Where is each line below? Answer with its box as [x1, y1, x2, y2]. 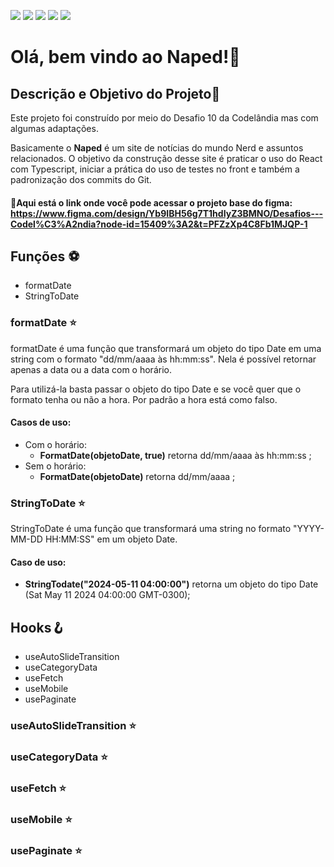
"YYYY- [293, 523, 325, 535]
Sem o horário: [24, 460, 87, 472]
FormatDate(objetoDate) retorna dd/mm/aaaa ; [39, 470, 236, 482]
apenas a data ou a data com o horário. [10, 363, 172, 375]
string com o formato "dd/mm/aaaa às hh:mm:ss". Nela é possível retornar [10, 353, 317, 365]
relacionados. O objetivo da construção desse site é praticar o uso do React [10, 153, 323, 164]
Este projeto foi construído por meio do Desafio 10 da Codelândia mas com [10, 112, 319, 124]
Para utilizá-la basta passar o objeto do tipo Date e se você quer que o [10, 383, 302, 395]
